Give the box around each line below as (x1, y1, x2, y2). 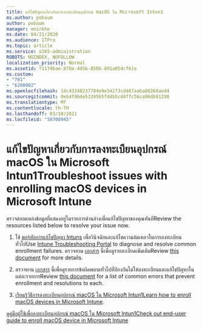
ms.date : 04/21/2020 (6, 32, 59, 38)
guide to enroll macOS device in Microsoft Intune (6, 317, 129, 324)
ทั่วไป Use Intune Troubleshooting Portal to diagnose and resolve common (15, 241, 197, 248)
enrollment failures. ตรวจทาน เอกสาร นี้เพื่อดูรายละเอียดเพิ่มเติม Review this (15, 247, 180, 255)
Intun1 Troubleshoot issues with (6, 169, 168, 183)
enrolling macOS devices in (6, 182, 147, 196)
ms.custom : (6, 71, 34, 77)
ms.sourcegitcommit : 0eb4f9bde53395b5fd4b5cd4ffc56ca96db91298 (6, 94, 170, 100)
